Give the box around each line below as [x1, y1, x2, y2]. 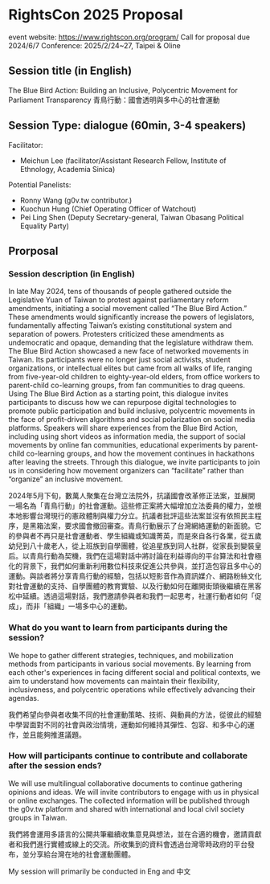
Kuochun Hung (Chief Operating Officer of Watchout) [19, 203, 197, 214]
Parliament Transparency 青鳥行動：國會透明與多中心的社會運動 [8, 95, 220, 104]
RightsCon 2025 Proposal [8, 6, 183, 24]
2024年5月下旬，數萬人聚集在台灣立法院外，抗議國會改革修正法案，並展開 [8, 491, 256, 501]
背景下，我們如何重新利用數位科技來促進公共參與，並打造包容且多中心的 [22, 561, 262, 571]
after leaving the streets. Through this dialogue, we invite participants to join [8, 457, 260, 467]
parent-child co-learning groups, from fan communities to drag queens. [8, 380, 245, 391]
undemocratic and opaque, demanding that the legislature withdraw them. [8, 338, 254, 347]
